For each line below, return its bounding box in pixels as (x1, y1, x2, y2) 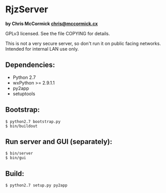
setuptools (12, 91, 35, 97)
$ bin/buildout (5, 123, 38, 128)
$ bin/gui (5, 155, 27, 161)
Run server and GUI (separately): (5, 137, 113, 146)
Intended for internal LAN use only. (5, 46, 79, 52)
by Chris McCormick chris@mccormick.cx (5, 20, 98, 27)
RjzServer (5, 4, 49, 15)
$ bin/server (5, 151, 33, 156)
